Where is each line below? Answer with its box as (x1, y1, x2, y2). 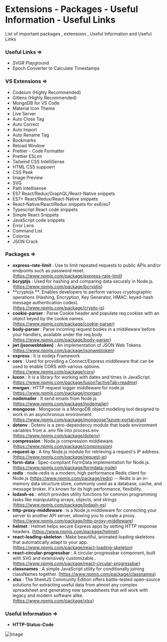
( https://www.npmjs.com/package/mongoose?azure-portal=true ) (12, 416, 147, 422)
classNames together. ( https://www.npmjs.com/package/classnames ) (12, 571, 156, 577)
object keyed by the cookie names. (12, 315, 85, 321)
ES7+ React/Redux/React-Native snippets (12, 195, 98, 201)
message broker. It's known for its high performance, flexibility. (12, 486, 143, 492)
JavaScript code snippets (12, 217, 65, 223)
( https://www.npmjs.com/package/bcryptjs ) (12, 283, 103, 289)
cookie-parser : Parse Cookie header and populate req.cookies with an (12, 310, 160, 316)
